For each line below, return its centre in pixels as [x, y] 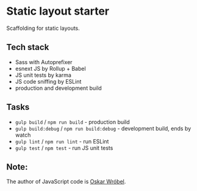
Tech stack [28, 47]
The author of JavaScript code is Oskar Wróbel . [66, 182]
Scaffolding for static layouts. [43, 28]
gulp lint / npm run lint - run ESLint [62, 141]
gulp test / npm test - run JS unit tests [64, 148]
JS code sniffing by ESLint [48, 81]
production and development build [58, 88]
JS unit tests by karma [43, 75]
